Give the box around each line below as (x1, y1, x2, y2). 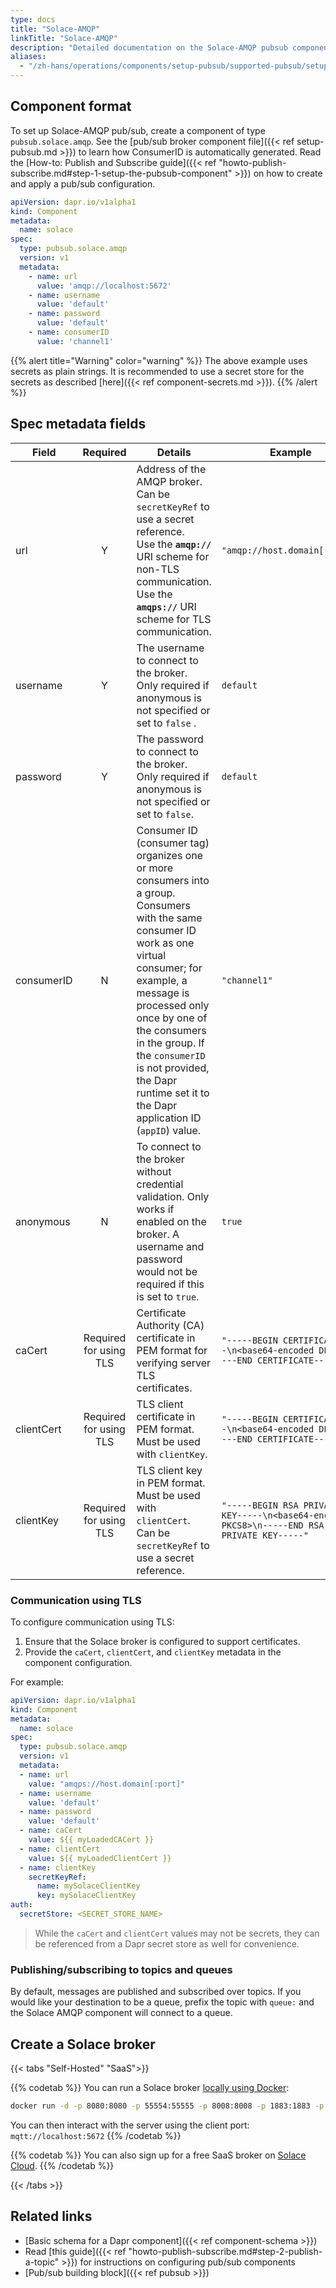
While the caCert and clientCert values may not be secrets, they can (34, 1927, 320, 1939)
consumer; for (136, 961, 203, 975)
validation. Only (136, 1189, 210, 1203)
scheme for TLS (136, 612, 212, 626)
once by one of (136, 1011, 208, 1025)
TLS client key (136, 1463, 203, 1477)
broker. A (136, 1227, 180, 1241)
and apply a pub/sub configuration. (10, 177, 156, 190)
